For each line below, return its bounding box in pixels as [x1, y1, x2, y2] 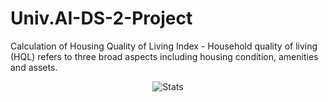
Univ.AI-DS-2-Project [10, 7, 193, 30]
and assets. [10, 61, 58, 73]
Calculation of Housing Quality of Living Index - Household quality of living [10, 40, 318, 52]
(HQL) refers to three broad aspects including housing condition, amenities [10, 50, 319, 62]
